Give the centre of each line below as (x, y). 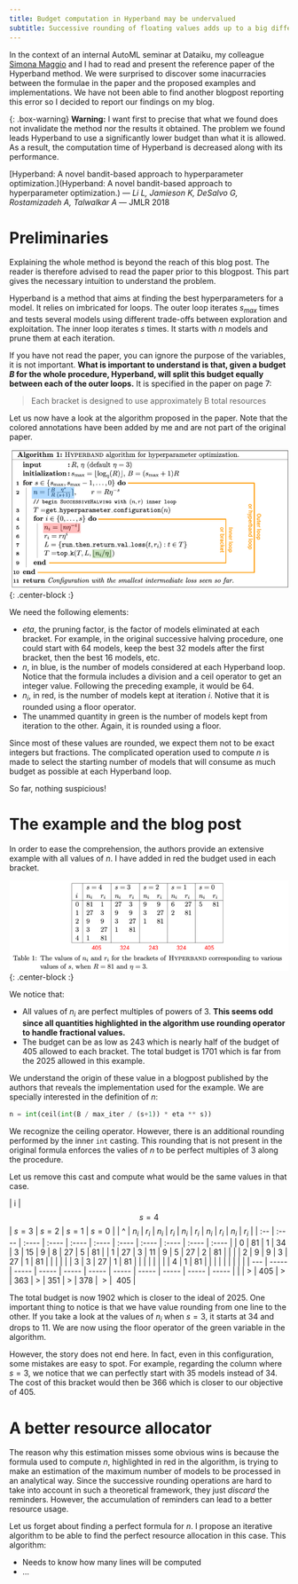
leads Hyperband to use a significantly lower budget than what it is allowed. (148, 138)
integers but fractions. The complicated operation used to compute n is (139, 752)
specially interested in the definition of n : (83, 1097)
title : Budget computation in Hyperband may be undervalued (123, 19)
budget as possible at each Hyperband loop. (90, 771)
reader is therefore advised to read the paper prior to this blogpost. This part (149, 272)
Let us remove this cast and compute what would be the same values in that (148, 1177)
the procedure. (36, 1159)
